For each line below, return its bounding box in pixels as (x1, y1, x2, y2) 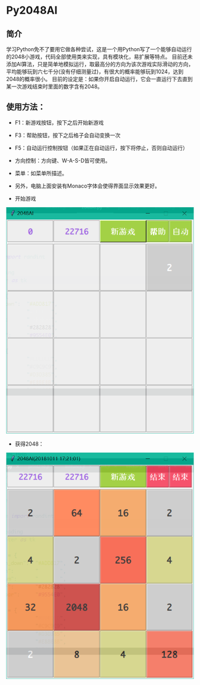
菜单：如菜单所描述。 (14, 169, 67, 176)
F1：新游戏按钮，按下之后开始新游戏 (14, 119, 104, 126)
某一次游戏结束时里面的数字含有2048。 (6, 83, 103, 90)
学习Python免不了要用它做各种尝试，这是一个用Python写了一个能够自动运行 (6, 46, 192, 52)
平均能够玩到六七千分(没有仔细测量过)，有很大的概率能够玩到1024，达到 (6, 68, 184, 75)
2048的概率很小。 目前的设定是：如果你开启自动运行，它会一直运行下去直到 (6, 76, 193, 82)
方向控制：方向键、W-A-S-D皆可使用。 (14, 157, 111, 164)
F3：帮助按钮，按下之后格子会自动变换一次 (14, 132, 121, 139)
